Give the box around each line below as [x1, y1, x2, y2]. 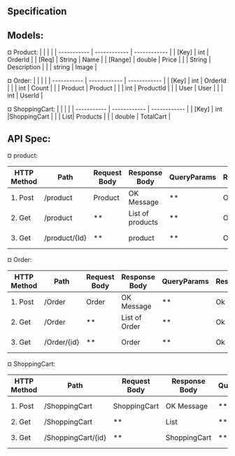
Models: [7, 29, 44, 41]
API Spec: [7, 132, 51, 144]
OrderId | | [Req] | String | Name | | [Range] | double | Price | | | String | [7, 55, 211, 64]
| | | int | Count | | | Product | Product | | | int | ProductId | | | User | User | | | [7, 84, 224, 92]
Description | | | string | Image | [7, 63, 97, 71]
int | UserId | [7, 91, 43, 100]
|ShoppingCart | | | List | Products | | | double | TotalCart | [7, 112, 171, 121]
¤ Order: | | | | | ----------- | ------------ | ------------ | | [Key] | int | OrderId [7, 76, 227, 85]
